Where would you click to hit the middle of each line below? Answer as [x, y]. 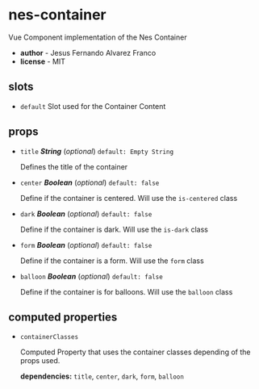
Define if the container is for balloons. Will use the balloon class [126, 291]
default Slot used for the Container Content [93, 106]
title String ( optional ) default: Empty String [97, 151]
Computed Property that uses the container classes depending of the [136, 352]
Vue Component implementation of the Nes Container [98, 37]
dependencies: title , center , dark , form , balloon [102, 376]
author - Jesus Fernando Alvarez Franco [88, 52]
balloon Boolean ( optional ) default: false [91, 276]
